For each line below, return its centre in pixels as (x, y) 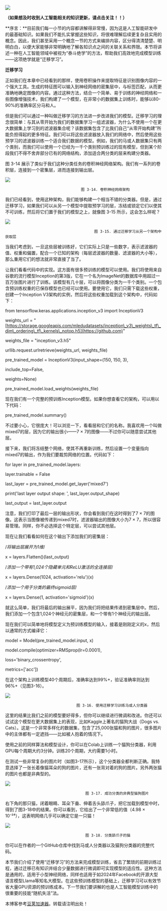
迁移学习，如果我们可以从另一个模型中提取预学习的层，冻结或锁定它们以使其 (83, 206)
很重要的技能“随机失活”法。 (33, 893)
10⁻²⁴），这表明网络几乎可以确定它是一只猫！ (50, 816)
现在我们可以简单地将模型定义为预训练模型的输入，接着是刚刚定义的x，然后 (83, 624)
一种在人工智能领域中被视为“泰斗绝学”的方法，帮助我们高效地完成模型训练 (85, 53)
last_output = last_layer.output (36, 503)
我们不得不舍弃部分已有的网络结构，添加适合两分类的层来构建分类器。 (81, 153)
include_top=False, (24, 369)
